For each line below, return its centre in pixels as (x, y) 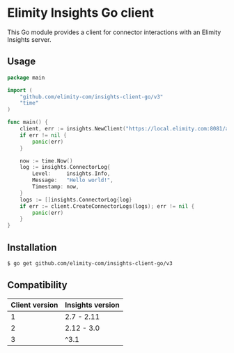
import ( (20, 90)
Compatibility (37, 285)
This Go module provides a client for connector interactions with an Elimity (114, 32)
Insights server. (29, 39)
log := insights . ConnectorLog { (65, 167)
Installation (32, 247)
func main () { (28, 122)
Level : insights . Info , (71, 174)
